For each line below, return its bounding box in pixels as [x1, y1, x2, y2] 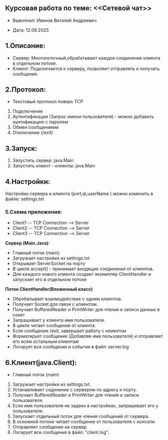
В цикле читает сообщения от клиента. [12, 323, 96, 329]
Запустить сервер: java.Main [12, 157, 74, 163]
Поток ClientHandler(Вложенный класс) [5, 286, 93, 292]
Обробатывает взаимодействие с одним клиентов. [12, 296, 122, 302]
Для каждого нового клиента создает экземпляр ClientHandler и [12, 271, 151, 277]
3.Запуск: [5, 144, 38, 152]
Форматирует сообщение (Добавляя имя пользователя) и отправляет [12, 333, 163, 339]
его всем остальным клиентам [12, 338, 79, 345]
